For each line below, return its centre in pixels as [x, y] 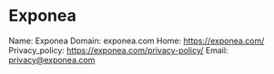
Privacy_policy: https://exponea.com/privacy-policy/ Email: [118, 50]
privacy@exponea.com [52, 60]
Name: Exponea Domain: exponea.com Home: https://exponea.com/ [137, 41]
